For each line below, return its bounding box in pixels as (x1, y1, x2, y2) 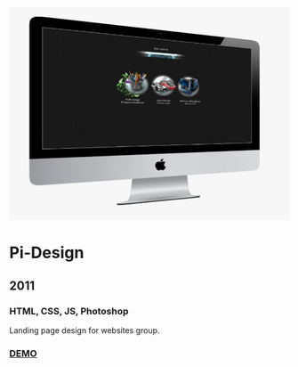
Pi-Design (9, 243, 85, 263)
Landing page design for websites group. (9, 324, 160, 336)
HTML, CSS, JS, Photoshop (9, 305, 129, 317)
